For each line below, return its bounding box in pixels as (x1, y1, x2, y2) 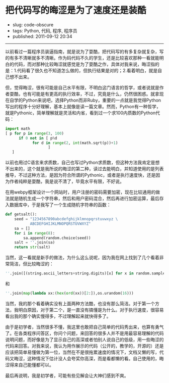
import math (5, 126, 30, 131)
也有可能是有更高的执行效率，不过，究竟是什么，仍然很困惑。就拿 (22, 90, 159, 97)
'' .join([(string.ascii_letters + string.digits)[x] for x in (5, 271, 134, 276)
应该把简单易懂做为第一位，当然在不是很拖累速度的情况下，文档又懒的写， (5, 349, 159, 355)
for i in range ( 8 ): (14, 230, 55, 235)
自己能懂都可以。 (18, 362, 54, 368)
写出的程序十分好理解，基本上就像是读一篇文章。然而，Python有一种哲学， (5, 103, 161, 109)
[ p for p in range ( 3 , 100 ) (5, 131, 64, 136)
